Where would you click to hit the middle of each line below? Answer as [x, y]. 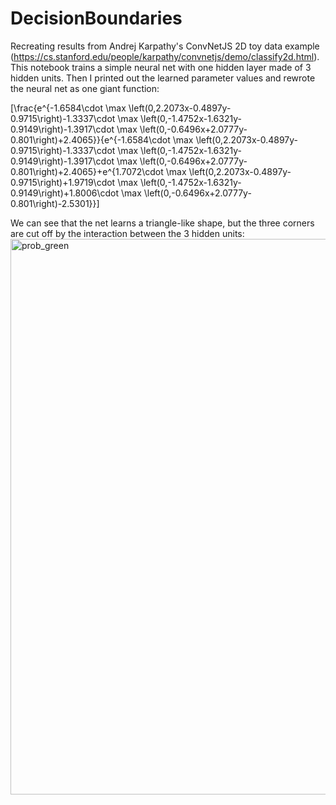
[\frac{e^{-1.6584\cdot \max [68, 108]
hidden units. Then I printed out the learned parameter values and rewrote [163, 78]
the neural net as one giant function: [85, 88]
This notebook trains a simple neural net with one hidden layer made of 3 [161, 67]
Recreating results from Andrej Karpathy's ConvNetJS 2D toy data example [165, 46]
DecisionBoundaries [96, 18]
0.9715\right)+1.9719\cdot [63, 182]
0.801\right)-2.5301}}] [55, 203]
